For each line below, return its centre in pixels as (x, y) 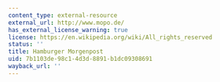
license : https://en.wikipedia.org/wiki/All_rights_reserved (110, 37)
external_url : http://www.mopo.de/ (66, 23)
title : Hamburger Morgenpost (56, 52)
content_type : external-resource (63, 15)
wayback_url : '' (35, 66)
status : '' (26, 45)
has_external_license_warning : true (68, 30)
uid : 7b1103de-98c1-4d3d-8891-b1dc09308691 (81, 59)
